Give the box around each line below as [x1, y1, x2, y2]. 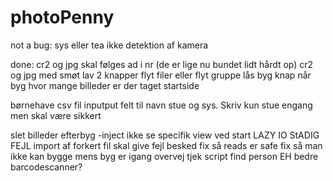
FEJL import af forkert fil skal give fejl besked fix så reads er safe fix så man [10, 139, 323, 151]
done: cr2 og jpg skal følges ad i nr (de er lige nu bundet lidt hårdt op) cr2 [10, 58, 314, 70]
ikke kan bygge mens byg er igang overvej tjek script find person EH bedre [10, 150, 319, 162]
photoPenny [10, 6, 115, 29]
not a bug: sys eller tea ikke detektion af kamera [10, 39, 209, 51]
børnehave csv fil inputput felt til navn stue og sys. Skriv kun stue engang [10, 99, 313, 111]
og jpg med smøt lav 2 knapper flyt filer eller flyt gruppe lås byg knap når [10, 69, 312, 81]
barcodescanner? [10, 161, 83, 173]
